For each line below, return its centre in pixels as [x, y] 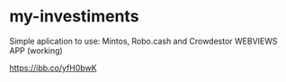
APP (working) [36, 50]
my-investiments [74, 16]
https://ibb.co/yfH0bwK [53, 68]
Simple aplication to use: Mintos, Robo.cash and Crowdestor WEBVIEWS [143, 41]
